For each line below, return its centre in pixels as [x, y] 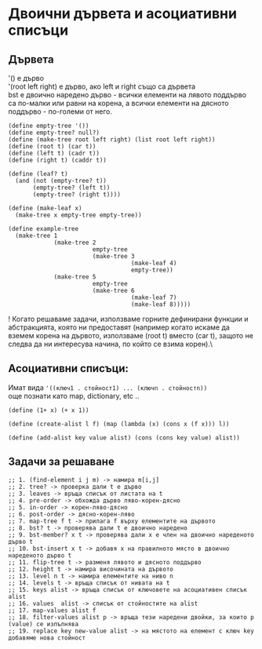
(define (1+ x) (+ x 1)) [49, 410]
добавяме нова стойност [47, 638]
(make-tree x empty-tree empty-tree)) [79, 215]
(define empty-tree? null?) [54, 133]
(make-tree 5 [75, 277]
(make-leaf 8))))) [161, 304]
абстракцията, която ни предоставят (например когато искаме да [119, 327]
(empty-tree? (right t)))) [77, 195]
